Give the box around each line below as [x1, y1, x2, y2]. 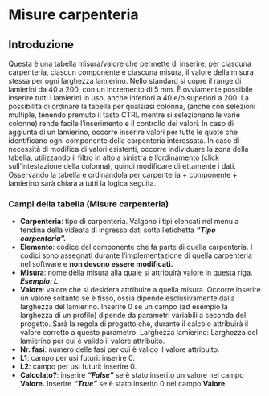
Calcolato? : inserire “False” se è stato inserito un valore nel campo [19, 370, 244, 380]
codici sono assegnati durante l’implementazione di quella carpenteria [19, 251, 253, 260]
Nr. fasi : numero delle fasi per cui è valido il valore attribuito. [19, 345, 220, 354]
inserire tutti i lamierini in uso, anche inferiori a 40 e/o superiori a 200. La [8, 93, 249, 102]
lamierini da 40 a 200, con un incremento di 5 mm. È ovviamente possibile [8, 84, 253, 94]
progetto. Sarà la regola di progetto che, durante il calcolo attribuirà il [19, 319, 249, 329]
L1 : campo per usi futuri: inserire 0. [19, 353, 135, 363]
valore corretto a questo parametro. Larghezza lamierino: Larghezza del [19, 328, 259, 337]
